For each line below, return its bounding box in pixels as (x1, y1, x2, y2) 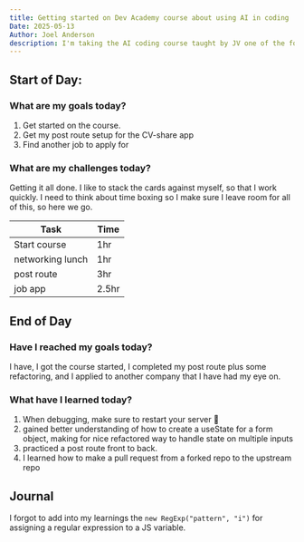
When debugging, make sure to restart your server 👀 (22, 414, 220, 425)
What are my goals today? (9, 99, 127, 111)
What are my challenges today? (9, 161, 151, 174)
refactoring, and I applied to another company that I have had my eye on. (9, 371, 281, 382)
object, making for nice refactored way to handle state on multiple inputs (22, 433, 294, 444)
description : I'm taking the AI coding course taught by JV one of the (9, 38, 285, 48)
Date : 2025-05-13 (9, 22, 75, 31)
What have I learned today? (9, 393, 133, 406)
